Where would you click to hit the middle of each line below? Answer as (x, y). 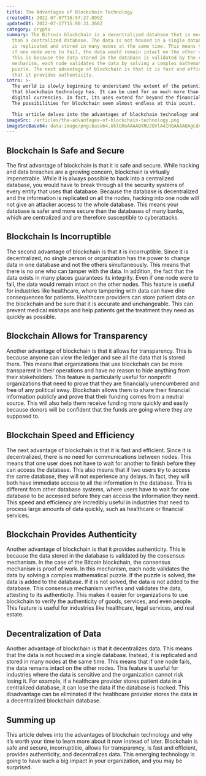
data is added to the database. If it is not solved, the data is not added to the (103, 582)
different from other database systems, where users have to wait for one (98, 489)
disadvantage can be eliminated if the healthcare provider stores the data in (102, 694)
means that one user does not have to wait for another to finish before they (101, 463)
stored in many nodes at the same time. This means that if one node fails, (99, 662)
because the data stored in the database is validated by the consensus (96, 556)
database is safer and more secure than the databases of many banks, (96, 211)
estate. (15, 615)
